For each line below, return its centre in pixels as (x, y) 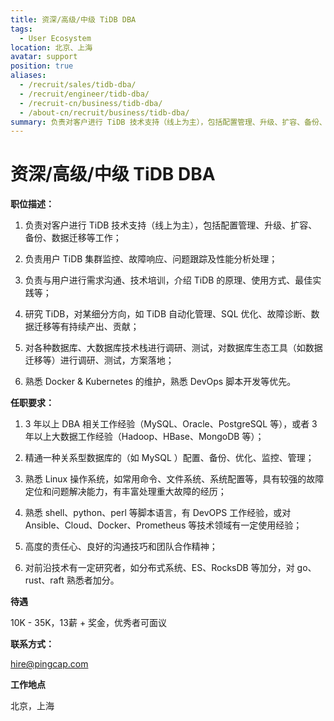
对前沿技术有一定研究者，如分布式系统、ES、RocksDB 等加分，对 (159, 568)
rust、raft (44, 580)
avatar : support (44, 57)
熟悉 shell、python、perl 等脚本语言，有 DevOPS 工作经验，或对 (158, 513)
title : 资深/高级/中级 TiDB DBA (73, 19)
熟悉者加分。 (93, 580)
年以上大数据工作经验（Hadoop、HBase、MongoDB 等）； (144, 437)
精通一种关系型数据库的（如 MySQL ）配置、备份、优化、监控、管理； (169, 458)
